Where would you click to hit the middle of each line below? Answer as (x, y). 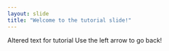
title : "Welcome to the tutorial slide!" (70, 20)
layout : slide (28, 14)
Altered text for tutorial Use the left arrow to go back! (84, 40)
